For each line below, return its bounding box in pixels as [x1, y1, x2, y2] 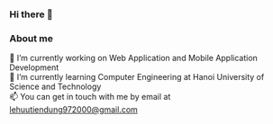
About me [9, 31, 54, 44]
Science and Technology [9, 81, 102, 93]
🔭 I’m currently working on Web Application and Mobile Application [9, 53, 259, 64]
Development [9, 62, 59, 73]
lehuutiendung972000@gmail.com [9, 104, 138, 115]
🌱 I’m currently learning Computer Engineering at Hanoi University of [9, 72, 265, 83]
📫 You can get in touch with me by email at [9, 92, 171, 102]
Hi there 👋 [9, 8, 54, 21]
